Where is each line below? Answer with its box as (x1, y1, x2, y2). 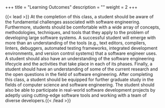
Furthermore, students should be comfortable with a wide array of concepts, (5, 24, 161, 30)
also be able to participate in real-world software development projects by (5, 87, 156, 93)
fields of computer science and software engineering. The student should (5, 82, 155, 88)
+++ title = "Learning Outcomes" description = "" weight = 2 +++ (5, 4, 138, 10)
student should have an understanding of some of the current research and (5, 66, 158, 72)
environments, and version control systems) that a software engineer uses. (5, 50, 157, 56)
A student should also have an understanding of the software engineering (5, 56, 155, 61)
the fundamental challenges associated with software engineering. (5, 19, 140, 25)
